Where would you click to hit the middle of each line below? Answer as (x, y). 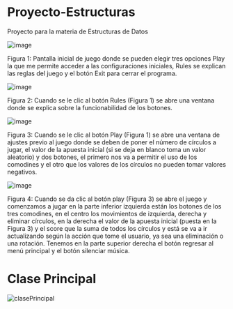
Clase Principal (52, 279)
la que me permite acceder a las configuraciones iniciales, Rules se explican (116, 66)
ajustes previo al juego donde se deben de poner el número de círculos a (112, 142)
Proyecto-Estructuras (71, 12)
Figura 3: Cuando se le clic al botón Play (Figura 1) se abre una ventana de (114, 135)
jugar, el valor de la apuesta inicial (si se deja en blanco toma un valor (107, 149)
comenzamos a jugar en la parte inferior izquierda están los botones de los (114, 206)
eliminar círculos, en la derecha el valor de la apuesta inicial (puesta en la (112, 221)
